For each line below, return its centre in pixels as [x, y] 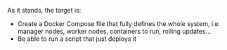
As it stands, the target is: [44, 10]
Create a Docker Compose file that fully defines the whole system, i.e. [119, 24]
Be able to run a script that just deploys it [77, 39]
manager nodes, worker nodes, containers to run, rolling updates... [114, 31]
